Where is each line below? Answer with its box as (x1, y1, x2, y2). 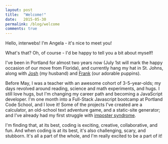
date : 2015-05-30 (5, 17, 47, 22)
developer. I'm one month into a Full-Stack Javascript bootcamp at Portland (5, 97, 163, 103)
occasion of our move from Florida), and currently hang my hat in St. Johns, (5, 65, 163, 71)
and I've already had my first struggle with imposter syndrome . (5, 112, 137, 119)
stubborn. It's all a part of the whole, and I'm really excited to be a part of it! (5, 133, 163, 139)
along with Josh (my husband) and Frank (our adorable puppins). (5, 70, 141, 76)
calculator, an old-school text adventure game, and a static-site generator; (5, 107, 160, 113)
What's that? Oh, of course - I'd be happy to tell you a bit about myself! (5, 50, 153, 56)
